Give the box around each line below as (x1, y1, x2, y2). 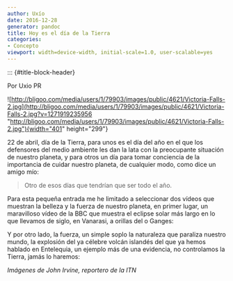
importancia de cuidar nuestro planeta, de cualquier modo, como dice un (7, 160, 216, 168)
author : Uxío (7, 10, 45, 17)
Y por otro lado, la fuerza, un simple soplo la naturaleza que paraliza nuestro (7, 230, 226, 239)
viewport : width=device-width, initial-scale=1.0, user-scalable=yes (7, 49, 214, 56)
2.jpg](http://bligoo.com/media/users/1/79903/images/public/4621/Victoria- (7, 102, 225, 111)
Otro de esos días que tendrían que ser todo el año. (24, 181, 172, 189)
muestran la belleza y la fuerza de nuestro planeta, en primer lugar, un (7, 202, 209, 210)
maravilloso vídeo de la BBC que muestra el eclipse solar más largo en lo (7, 209, 216, 218)
